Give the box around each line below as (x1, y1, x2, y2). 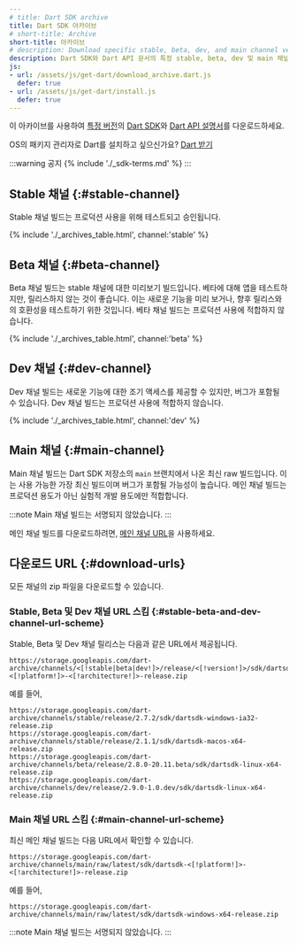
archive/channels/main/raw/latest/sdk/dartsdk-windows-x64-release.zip (9, 910, 278, 919)
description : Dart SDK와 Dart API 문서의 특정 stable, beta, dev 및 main (9, 54, 274, 63)
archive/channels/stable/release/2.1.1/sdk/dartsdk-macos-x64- (9, 736, 247, 746)
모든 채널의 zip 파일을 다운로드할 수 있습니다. (9, 581, 164, 592)
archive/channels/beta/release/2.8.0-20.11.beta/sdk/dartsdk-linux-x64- (9, 760, 283, 769)
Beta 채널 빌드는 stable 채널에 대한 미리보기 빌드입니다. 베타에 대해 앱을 (9, 282, 258, 293)
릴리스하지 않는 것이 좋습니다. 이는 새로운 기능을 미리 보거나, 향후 (27, 294, 252, 303)
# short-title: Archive (9, 29, 97, 38)
